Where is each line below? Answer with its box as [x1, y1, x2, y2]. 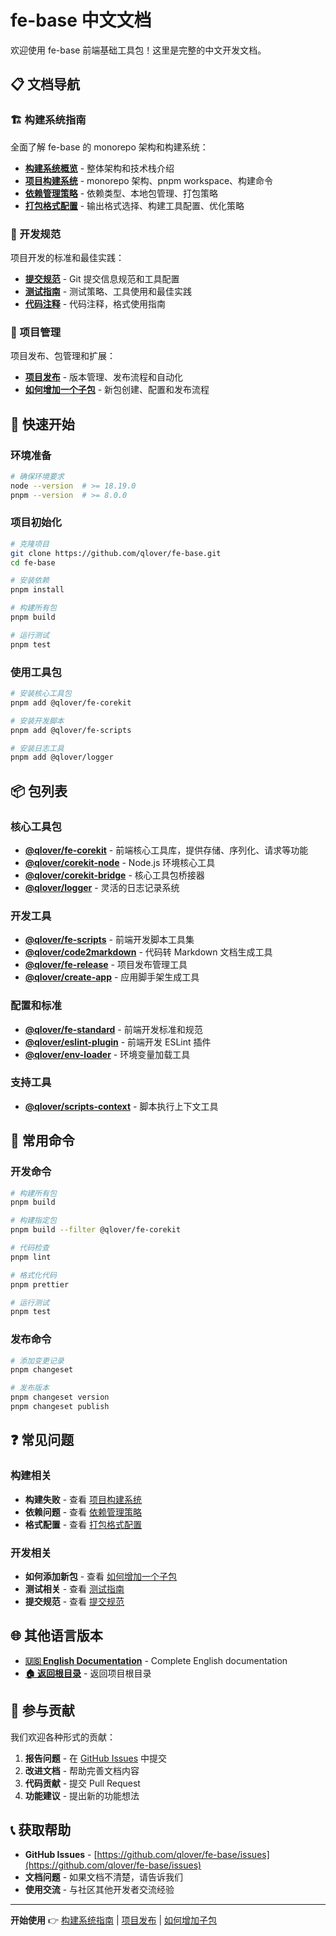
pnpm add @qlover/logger [10, 752, 114, 763]
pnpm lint [10, 1252, 52, 1262]
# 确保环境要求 [10, 471, 65, 481]
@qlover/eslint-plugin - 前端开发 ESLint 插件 [24, 1036, 212, 1048]
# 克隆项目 [10, 539, 50, 549]
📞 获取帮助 [10, 1821, 72, 1838]
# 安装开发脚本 [10, 716, 65, 726]
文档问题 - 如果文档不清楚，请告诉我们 [24, 1871, 184, 1883]
